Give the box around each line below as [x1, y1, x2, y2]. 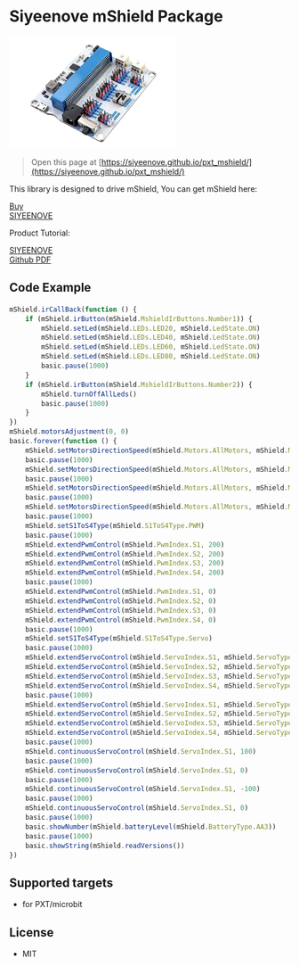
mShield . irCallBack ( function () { [9, 305, 138, 314]
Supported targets [9, 875, 114, 890]
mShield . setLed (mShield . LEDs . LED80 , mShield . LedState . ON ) [41, 352, 261, 361]
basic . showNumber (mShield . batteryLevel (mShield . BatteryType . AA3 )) [25, 822, 277, 831]
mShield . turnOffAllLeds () [41, 390, 138, 399]
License [9, 925, 54, 940]
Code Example [9, 280, 92, 295]
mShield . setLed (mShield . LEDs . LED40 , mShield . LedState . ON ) [41, 333, 261, 343]
